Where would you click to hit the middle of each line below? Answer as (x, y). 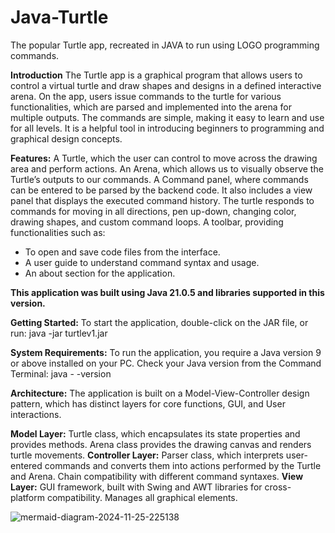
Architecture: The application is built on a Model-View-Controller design (160, 393)
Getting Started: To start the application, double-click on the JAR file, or (159, 322)
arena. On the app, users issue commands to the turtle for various (146, 96)
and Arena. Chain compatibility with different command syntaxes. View (157, 476)
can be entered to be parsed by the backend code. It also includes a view (161, 190)
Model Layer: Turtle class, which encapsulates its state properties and (155, 433)
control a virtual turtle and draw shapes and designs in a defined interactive (166, 85)
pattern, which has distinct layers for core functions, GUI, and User (148, 403)
